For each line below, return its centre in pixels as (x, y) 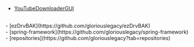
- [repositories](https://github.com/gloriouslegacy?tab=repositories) (88, 38)
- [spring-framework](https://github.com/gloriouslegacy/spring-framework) (97, 32)
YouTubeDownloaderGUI (44, 8)
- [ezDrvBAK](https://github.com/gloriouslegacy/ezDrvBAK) (78, 26)
